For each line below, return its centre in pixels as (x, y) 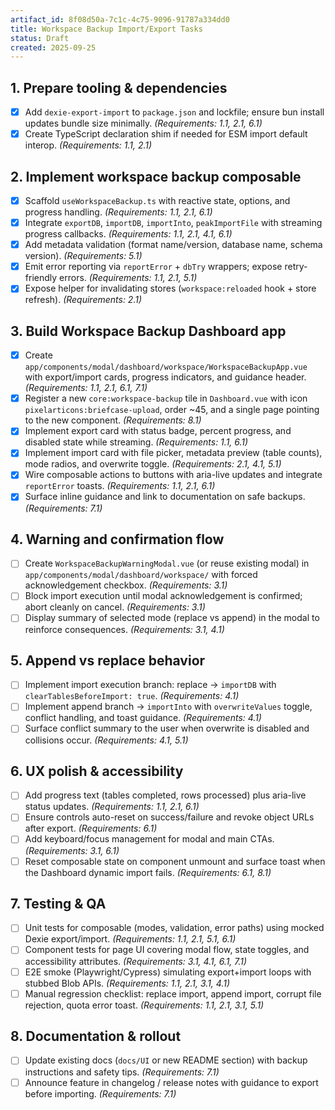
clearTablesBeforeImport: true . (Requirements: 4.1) (132, 696)
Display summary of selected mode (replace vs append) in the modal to (172, 618)
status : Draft (40, 38)
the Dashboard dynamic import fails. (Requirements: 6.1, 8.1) (148, 872)
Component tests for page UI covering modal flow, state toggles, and (167, 950)
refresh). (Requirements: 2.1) (83, 300)
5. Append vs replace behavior (108, 660)
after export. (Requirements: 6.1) (91, 828)
